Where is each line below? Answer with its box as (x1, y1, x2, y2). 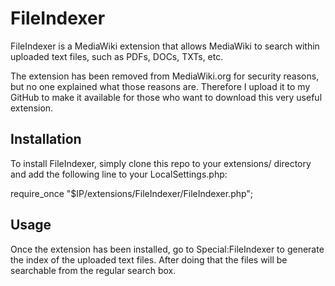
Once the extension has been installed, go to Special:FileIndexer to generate (10, 243, 325, 255)
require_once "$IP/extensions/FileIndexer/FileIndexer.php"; (10, 187, 254, 199)
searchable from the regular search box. (10, 264, 177, 276)
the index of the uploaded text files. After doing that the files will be (10, 253, 288, 266)
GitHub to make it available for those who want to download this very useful (10, 91, 323, 103)
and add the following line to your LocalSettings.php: (10, 168, 228, 180)
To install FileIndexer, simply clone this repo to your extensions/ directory (10, 157, 312, 169)
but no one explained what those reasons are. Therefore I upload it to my (10, 80, 311, 92)
